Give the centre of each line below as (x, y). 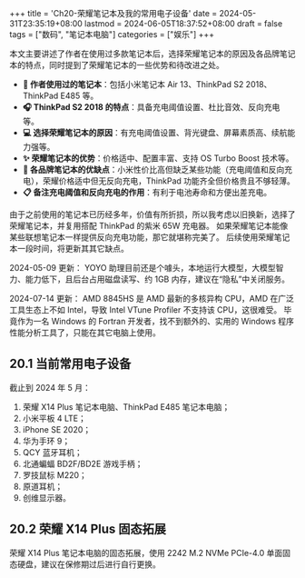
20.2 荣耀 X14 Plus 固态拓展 (88, 529)
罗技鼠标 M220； (55, 474)
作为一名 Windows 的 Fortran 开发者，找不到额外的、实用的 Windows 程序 (156, 321)
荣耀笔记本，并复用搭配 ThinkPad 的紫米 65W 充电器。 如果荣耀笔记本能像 (149, 226)
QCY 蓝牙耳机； (53, 452)
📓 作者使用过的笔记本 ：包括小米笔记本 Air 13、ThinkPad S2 (133, 84)
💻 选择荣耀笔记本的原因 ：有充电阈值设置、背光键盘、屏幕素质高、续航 (155, 133)
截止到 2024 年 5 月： (50, 387)
